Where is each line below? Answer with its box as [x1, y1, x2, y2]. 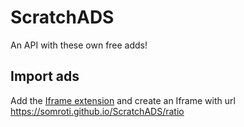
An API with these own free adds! [10, 39, 148, 51]
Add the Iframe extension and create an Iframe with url [10, 94, 236, 106]
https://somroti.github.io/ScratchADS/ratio [10, 105, 185, 117]
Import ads [10, 68, 80, 85]
